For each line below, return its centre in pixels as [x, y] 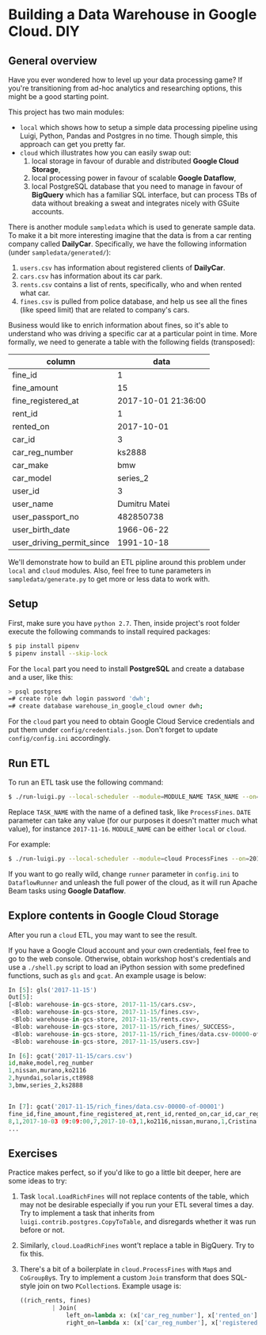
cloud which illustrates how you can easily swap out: [105, 153]
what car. [35, 293]
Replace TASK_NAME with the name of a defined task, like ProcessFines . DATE [130, 811]
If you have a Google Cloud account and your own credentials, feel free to [129, 950]
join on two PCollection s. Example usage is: [110, 1286]
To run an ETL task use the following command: [86, 782]
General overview [53, 61]
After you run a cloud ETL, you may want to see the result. [103, 934]
